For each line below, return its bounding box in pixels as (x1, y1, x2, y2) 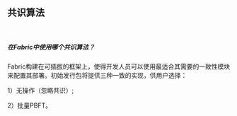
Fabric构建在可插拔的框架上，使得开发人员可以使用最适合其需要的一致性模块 (7, 62, 231, 71)
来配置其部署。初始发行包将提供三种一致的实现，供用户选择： (7, 71, 187, 79)
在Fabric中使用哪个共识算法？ (7, 43, 96, 52)
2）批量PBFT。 (7, 101, 52, 110)
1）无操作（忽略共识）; (7, 86, 74, 94)
